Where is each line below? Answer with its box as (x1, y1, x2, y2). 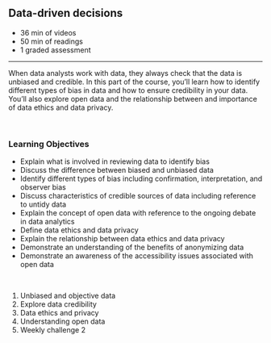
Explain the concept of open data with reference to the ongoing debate (19, 208, 256, 218)
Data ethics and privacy (19, 308, 99, 318)
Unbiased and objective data (19, 291, 116, 301)
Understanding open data (19, 316, 106, 326)
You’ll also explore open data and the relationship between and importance (8, 94, 258, 103)
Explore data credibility (19, 299, 97, 309)
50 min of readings (19, 36, 83, 46)
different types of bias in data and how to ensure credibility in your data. (8, 85, 248, 95)
